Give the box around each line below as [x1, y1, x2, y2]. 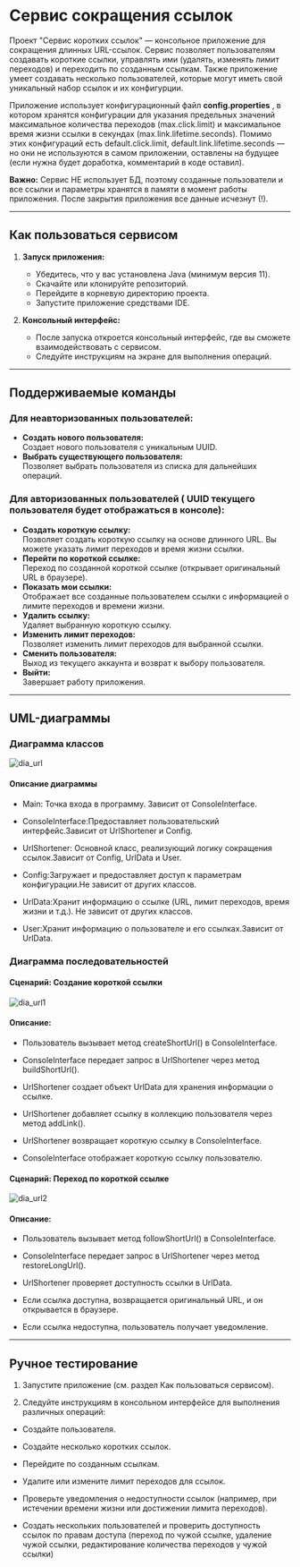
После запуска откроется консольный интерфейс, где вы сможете [35, 332, 291, 343]
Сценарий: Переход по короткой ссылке [9, 1173, 170, 1184]
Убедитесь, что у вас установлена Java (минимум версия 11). [35, 268, 271, 279]
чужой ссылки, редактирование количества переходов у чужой [21, 1539, 268, 1550]
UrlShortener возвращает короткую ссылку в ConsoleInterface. [21, 1135, 262, 1145]
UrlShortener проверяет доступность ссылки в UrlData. [21, 1277, 233, 1289]
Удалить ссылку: [21, 609, 91, 620]
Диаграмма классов [9, 737, 104, 750]
